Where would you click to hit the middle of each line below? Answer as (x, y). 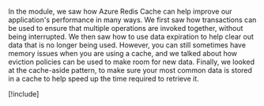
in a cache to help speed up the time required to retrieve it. (104, 79)
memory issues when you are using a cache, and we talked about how (123, 53)
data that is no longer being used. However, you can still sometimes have (127, 45)
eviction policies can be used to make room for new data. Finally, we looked (132, 62)
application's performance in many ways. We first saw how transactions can (132, 20)
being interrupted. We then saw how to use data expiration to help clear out (131, 36)
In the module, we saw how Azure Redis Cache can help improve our (120, 11)
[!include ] (24, 94)
